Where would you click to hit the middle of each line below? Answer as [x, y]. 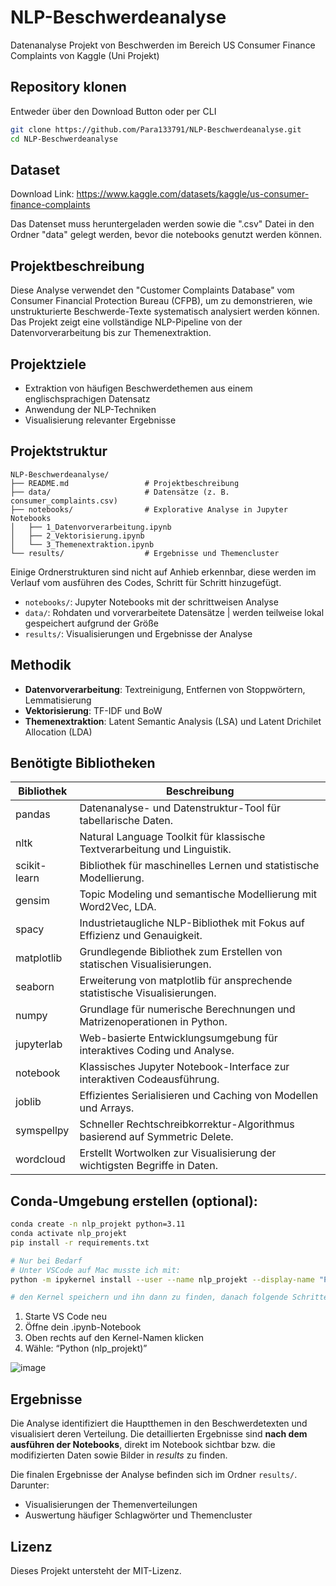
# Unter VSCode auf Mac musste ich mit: [96, 1270]
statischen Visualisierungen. [145, 964]
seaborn [35, 987]
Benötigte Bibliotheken [83, 762]
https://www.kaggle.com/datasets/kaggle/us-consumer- [193, 194]
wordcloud [40, 1159]
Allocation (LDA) [58, 732]
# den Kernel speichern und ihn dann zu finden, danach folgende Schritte [169, 1297]
